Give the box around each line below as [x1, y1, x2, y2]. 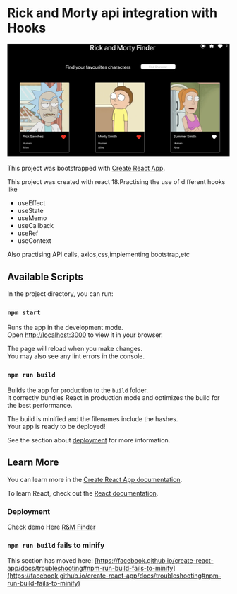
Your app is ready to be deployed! [7, 422, 106, 430]
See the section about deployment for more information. [7, 435, 171, 444]
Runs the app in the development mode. [7, 324, 123, 332]
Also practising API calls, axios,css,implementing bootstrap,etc [7, 250, 190, 259]
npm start [7, 309, 41, 316]
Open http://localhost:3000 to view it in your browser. [7, 331, 164, 339]
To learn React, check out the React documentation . [7, 489, 159, 497]
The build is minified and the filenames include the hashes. [7, 414, 178, 423]
